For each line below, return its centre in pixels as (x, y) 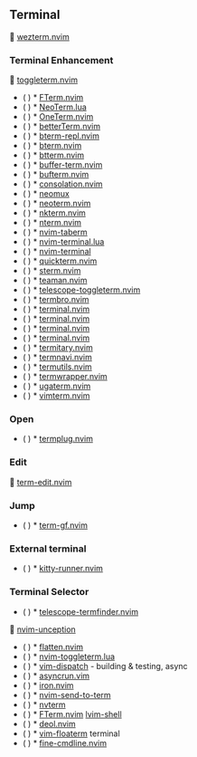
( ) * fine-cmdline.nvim (64, 743)
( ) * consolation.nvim (62, 184)
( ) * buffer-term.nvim (62, 165)
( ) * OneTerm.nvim (58, 117)
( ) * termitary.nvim (57, 348)
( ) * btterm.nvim (53, 155)
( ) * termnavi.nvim (57, 358)
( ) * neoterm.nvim (56, 204)
